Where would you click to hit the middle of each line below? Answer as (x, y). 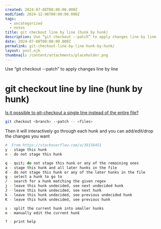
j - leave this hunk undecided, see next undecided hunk (64, 186)
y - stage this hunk (26, 150)
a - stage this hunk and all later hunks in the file (61, 168)
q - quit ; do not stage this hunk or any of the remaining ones (72, 163)
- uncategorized (26, 23)
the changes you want (27, 136)
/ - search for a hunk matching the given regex (56, 182)
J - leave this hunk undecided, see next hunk (53, 191)
